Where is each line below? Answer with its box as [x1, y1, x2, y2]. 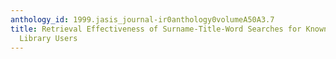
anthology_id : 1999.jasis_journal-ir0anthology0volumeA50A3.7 [10, 14, 275, 25]
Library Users [19, 33, 78, 43]
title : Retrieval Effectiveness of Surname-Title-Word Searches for [10, 24, 302, 34]
